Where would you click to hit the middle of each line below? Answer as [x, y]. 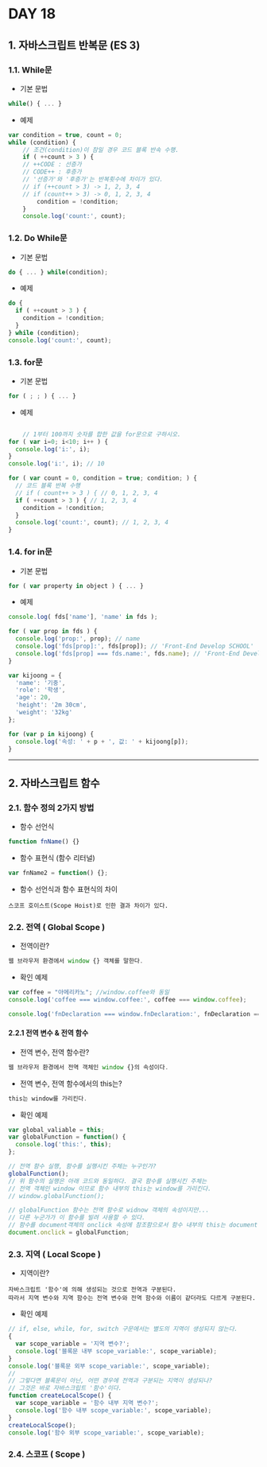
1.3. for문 [26, 362]
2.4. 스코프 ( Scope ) [47, 1454]
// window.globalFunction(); [56, 1196]
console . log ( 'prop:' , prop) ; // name [78, 639]
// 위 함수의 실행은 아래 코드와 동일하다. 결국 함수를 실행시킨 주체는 [108, 1181]
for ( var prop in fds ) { [53, 632]
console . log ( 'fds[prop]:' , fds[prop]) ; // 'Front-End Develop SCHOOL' [135, 646]
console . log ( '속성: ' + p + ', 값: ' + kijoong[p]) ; [102, 741]
